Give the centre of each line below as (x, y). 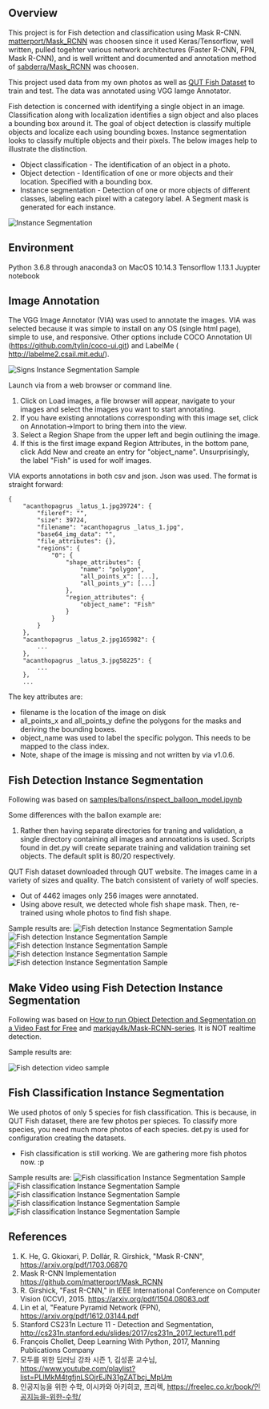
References (38, 1237)
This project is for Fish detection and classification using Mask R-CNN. (125, 32)
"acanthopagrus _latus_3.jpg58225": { (87, 661)
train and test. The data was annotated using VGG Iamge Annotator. (120, 91)
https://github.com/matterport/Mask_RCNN (91, 1281)
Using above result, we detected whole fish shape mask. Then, (124, 904)
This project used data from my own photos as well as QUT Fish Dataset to (132, 82)
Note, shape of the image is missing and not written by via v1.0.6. (127, 755)
